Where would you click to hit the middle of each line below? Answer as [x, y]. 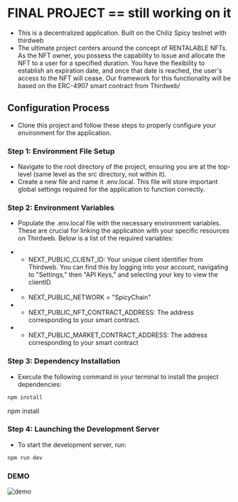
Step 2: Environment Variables [61, 208]
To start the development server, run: [72, 444]
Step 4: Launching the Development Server [83, 429]
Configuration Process [59, 108]
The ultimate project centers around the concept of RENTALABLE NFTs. [122, 48]
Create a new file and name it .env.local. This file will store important [118, 182]
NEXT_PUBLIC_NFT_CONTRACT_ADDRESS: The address [111, 313]
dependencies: [39, 384]
